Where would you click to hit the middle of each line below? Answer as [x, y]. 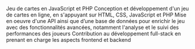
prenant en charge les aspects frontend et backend [69, 40]
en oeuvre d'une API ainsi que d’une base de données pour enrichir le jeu [95, 21]
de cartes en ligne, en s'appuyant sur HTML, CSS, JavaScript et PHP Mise [96, 15]
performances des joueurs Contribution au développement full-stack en [94, 34]
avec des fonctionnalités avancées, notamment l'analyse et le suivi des [92, 27]
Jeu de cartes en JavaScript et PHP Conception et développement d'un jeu [97, 9]
